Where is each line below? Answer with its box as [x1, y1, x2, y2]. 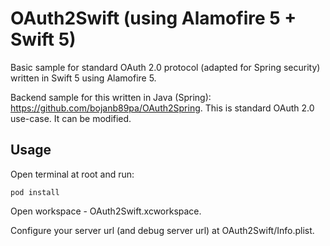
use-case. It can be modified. [10, 112, 132, 124]
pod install [10, 187, 60, 197]
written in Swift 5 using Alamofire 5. [10, 72, 157, 84]
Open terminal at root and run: [10, 168, 135, 180]
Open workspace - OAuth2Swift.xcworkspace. [10, 205, 202, 217]
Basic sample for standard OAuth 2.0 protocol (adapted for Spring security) [10, 61, 321, 73]
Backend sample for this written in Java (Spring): [10, 91, 212, 103]
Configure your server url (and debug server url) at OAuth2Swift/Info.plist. [10, 224, 315, 236]
